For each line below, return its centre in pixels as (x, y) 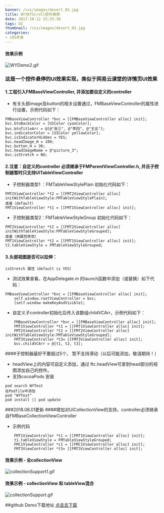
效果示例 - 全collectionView (34, 460)
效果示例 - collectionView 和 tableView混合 (50, 483)
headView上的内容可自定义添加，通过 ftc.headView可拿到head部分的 (83, 364)
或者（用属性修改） (22, 237)
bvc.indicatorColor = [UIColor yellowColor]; (53, 133)
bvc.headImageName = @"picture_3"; (42, 151)
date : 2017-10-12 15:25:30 (33, 19)
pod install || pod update (33, 399)
